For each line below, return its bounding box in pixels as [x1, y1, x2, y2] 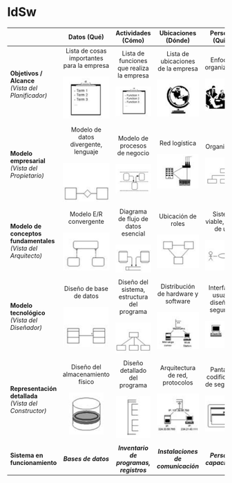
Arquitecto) [10, 251, 43, 260]
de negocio [117, 149, 150, 157]
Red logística [159, 139, 197, 147]
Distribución [160, 282, 195, 291]
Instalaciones [157, 448, 198, 456]
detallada [10, 392, 38, 400]
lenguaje [73, 148, 99, 156]
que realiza [117, 64, 150, 72]
